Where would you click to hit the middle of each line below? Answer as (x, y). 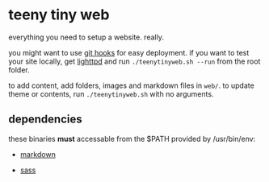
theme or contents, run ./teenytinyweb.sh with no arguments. (111, 93)
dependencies (45, 120)
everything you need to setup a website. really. (86, 37)
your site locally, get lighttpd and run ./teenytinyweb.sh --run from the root (134, 61)
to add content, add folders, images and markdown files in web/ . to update (131, 85)
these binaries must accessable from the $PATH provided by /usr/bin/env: (132, 139)
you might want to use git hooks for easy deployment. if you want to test (129, 52)
